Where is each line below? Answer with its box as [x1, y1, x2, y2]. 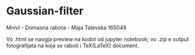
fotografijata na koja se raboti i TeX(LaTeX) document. [6, 42, 139, 49]
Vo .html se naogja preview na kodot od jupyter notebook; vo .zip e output [6, 35, 189, 42]
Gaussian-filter [6, 4, 84, 18]
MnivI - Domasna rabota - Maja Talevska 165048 [6, 24, 127, 31]
